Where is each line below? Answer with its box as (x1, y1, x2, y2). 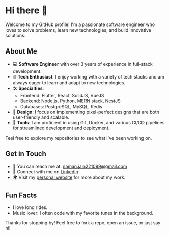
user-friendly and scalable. (12, 114, 70, 120)
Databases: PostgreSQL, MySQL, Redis (20, 103, 103, 109)
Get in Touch (5, 150, 47, 159)
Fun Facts (5, 191, 37, 199)
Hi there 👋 (5, 5, 47, 16)
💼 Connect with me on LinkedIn (12, 168, 79, 175)
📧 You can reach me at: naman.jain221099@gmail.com (12, 163, 127, 169)
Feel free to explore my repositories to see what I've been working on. (5, 135, 152, 141)
